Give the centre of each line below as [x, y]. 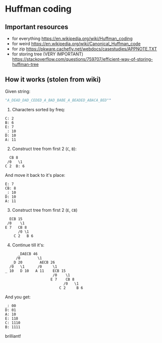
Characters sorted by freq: [38, 109]
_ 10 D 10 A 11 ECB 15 [36, 271]
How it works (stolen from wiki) [53, 79]
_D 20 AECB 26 [33, 262]
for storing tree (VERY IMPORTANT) [48, 54]
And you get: [18, 297]
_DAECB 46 [28, 254]
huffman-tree [25, 64]
